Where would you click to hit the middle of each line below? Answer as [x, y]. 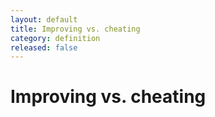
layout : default [44, 19]
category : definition [55, 38]
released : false [44, 47]
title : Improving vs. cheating [75, 29]
